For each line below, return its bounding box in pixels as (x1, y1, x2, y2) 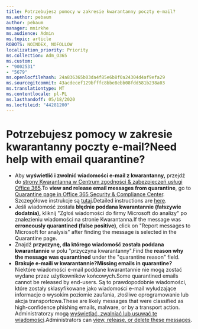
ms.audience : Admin (6, 31, 54, 37)
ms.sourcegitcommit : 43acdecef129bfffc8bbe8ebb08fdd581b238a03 (6, 80, 165, 86)
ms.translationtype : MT (6, 86, 65, 92)
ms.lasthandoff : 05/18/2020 (6, 96, 76, 102)
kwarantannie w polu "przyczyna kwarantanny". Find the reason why (14, 247, 184, 255)
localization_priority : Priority (6, 47, 89, 53)
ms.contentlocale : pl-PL (6, 91, 67, 97)
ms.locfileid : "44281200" (6, 102, 70, 108)
